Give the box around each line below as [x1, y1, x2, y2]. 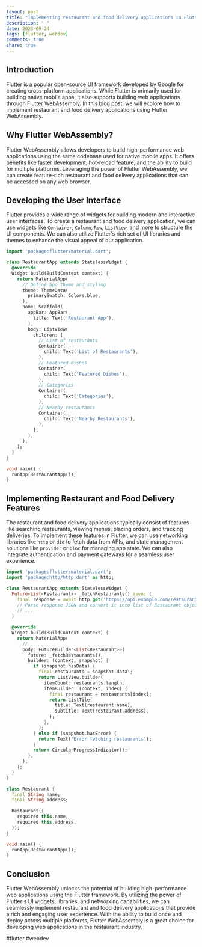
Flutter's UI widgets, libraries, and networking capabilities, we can [6, 898, 170, 905]
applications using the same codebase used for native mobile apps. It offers [6, 152, 194, 159]
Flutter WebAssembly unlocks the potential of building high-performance [6, 885, 187, 892]
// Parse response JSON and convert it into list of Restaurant [17, 602, 182, 608]
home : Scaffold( [22, 304, 63, 310]
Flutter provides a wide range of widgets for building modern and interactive [6, 211, 195, 218]
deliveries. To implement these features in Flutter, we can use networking [6, 532, 188, 539]
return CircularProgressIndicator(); [32, 747, 128, 753]
